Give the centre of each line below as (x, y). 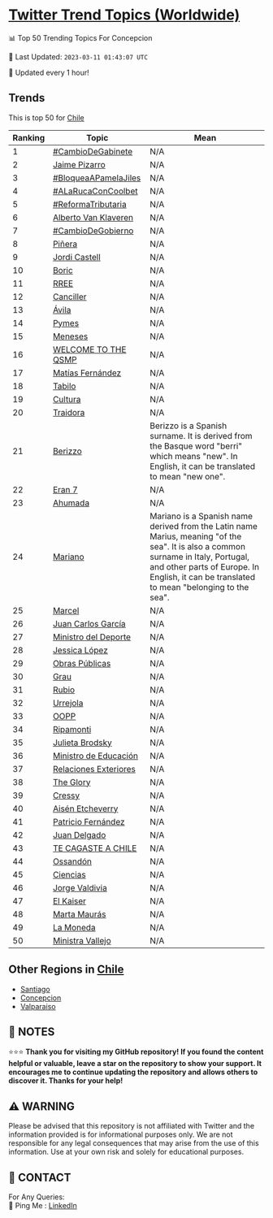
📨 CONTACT (40, 1177)
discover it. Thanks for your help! (66, 1081)
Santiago (35, 989)
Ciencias (69, 874)
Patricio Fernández (89, 821)
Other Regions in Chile (66, 970)
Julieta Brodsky (82, 743)
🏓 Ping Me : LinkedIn (43, 1205)
